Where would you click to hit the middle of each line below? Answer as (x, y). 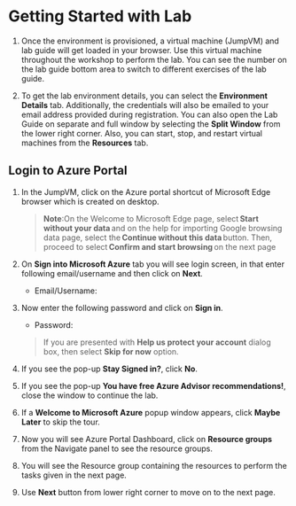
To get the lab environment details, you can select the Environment (144, 96)
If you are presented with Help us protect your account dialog (157, 342)
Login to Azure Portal (68, 171)
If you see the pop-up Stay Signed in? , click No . (109, 369)
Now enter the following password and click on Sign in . (122, 307)
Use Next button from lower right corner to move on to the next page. (148, 492)
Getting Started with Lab (100, 16)
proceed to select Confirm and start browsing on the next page (160, 246)
